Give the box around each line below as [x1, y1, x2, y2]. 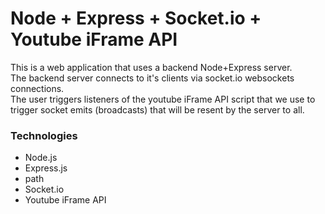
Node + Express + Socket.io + [10, 7, 262, 30]
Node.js [24, 152, 58, 164]
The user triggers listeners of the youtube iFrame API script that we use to [10, 93, 316, 105]
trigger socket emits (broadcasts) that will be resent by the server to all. [10, 103, 305, 116]
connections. [10, 82, 65, 94]
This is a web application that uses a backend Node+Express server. [10, 61, 293, 73]
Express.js [24, 162, 68, 174]
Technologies [10, 128, 78, 142]
